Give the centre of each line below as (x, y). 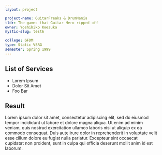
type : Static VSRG (23, 45)
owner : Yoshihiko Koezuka (31, 27)
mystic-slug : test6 (25, 32)
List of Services (29, 69)
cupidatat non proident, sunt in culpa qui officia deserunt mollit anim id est (79, 143)
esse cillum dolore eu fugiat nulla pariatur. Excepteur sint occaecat (71, 138)
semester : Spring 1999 (28, 49)
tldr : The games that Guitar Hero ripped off (52, 23)
